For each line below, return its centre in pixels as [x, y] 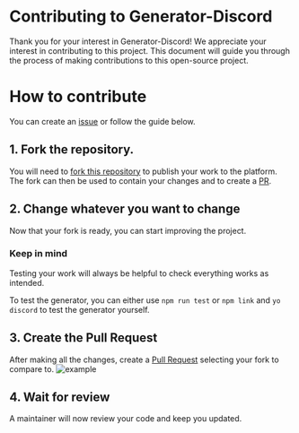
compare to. [32, 368]
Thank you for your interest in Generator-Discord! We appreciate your [138, 41]
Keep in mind [39, 254]
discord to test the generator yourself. [79, 309]
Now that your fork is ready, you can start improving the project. [128, 230]
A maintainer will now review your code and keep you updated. [126, 419]
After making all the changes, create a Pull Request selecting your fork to [145, 359]
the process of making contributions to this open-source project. [129, 60]
